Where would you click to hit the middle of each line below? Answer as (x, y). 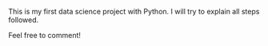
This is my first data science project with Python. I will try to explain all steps (134, 11)
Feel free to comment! (45, 35)
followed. (24, 20)
